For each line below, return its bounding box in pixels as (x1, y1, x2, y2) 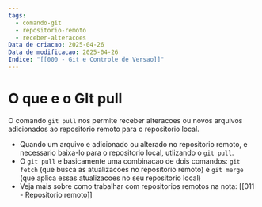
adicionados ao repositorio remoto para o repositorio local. (8, 124, 199, 134)
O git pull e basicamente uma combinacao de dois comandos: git (19, 156, 241, 166)
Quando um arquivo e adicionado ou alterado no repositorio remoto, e (19, 139, 248, 149)
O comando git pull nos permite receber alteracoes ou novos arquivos (8, 115, 243, 125)
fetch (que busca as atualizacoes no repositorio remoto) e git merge (19, 164, 244, 174)
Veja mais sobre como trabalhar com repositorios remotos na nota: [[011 (19, 181, 255, 190)
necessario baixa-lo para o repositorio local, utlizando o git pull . (19, 148, 234, 157)
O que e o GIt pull (8, 90, 123, 107)
